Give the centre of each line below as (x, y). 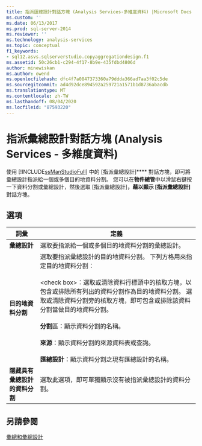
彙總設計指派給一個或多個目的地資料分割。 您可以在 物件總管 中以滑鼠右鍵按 (99, 179)
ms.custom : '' (24, 18)
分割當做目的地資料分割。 (76, 310)
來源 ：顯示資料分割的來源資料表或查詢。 (97, 343)
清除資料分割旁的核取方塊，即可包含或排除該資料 (121, 301)
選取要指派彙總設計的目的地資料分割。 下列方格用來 (113, 257)
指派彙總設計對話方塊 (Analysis (84, 139)
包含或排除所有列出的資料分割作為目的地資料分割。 (112, 291)
